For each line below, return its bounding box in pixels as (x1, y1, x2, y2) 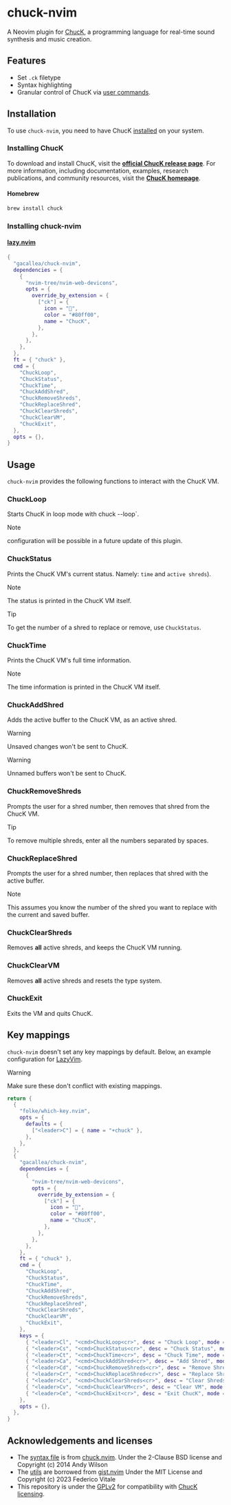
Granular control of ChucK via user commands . (16, 88, 151, 96)
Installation (7, 108, 56, 120)
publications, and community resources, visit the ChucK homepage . (7, 174, 201, 182)
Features (7, 55, 46, 67)
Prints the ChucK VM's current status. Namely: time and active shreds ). (7, 569, 212, 578)
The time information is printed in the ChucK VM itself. (7, 683, 161, 691)
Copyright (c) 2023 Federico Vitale (16, 1475, 115, 1484)
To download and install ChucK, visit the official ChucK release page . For (7, 159, 216, 167)
